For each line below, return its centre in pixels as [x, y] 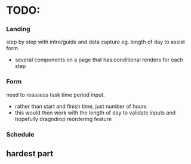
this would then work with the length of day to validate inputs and [95, 112]
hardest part [30, 154]
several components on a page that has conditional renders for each [99, 60]
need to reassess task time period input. [56, 95]
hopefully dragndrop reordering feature [63, 119]
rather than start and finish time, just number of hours [81, 106]
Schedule [20, 134]
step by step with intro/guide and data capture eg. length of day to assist [95, 42]
